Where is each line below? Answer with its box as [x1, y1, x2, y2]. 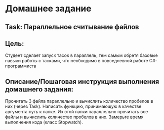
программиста [5, 63, 37, 69]
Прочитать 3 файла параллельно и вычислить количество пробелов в [5, 98, 153, 104]
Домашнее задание [5, 3, 91, 14]
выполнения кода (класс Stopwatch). [5, 119, 83, 125]
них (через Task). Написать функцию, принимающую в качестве [5, 103, 142, 109]
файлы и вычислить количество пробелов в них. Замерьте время [5, 114, 144, 120]
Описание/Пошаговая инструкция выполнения [5, 77, 160, 86]
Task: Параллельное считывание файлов [5, 23, 139, 31]
